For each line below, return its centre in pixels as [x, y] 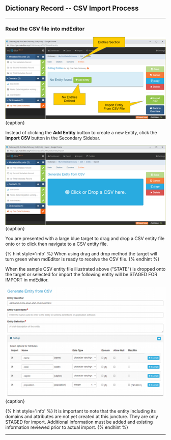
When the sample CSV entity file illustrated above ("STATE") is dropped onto [85, 269]
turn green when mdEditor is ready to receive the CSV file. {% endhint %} [82, 259]
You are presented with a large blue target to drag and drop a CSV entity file [85, 238]
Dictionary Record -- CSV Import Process [72, 8]
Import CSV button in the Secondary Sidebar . [53, 138]
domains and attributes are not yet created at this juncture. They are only [82, 416]
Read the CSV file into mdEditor [45, 28]
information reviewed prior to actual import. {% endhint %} [67, 427]
